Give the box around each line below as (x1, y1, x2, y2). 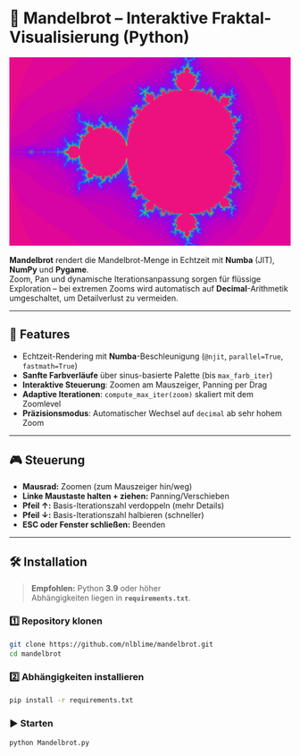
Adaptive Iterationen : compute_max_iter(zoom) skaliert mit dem (21, 388, 254, 399)
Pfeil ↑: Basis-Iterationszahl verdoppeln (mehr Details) (21, 500, 225, 511)
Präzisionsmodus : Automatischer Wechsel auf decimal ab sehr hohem (21, 407, 283, 419)
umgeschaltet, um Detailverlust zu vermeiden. (9, 293, 179, 303)
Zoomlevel (21, 398, 62, 409)
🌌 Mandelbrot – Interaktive (9, 8, 209, 29)
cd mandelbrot (9, 649, 62, 658)
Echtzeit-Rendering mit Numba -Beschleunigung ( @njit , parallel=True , (21, 351, 284, 361)
